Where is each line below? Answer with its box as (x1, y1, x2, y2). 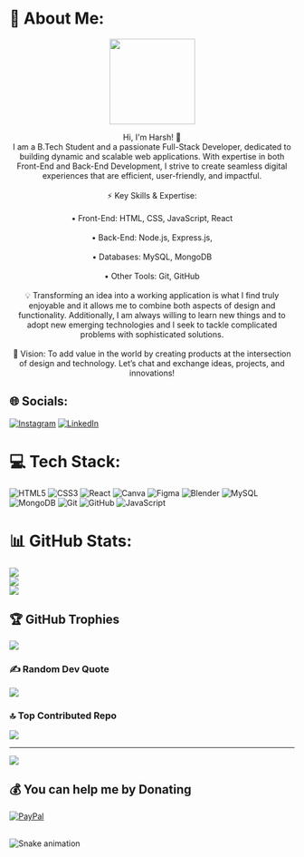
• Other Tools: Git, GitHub (103, 270, 201, 281)
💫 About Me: (9, 8, 105, 29)
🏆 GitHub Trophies (9, 612, 120, 628)
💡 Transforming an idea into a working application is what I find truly (24, 289, 280, 300)
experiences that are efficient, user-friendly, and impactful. (42, 170, 262, 180)
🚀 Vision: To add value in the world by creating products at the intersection (13, 348, 291, 359)
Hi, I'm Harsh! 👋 (122, 131, 182, 142)
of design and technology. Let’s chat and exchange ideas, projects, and (19, 357, 285, 368)
